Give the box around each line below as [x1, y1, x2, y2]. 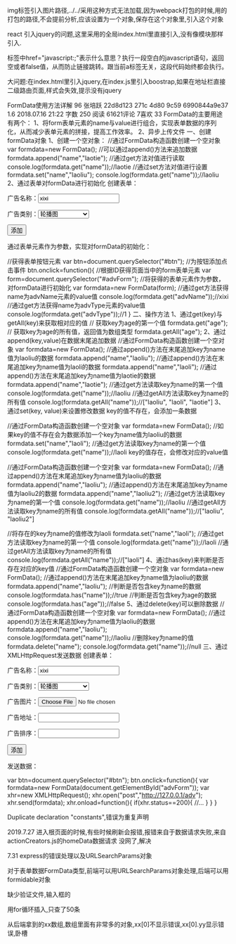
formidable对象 [7, 875, 51, 884]
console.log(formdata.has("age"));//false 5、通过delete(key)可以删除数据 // [7, 600, 225, 608]
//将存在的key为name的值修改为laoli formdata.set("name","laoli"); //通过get [7, 530, 224, 537]
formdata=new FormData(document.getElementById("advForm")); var [7, 784, 210, 791]
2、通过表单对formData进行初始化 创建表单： [7, 179, 138, 187]
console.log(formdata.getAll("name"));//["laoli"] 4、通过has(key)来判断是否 [7, 556, 225, 564]
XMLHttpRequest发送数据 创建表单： [7, 651, 114, 659]
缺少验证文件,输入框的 [7, 891, 72, 898]
